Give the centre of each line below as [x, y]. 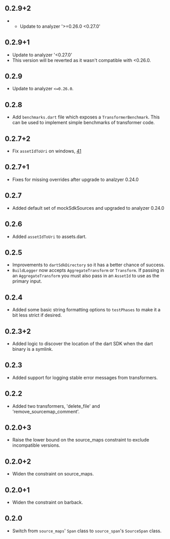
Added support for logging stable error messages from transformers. [85, 377]
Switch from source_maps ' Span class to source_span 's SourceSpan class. [87, 531]
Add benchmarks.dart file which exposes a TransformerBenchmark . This [86, 117]
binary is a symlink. [33, 349]
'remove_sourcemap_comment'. [46, 411]
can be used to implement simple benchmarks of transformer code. [83, 123]
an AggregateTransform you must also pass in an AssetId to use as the [86, 276]
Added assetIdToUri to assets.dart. [49, 236]
